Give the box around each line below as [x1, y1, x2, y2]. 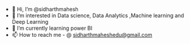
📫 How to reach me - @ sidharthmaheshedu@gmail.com [11, 32, 152, 38]
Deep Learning [11, 18, 49, 25]
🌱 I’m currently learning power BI [11, 24, 93, 32]
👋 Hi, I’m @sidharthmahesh [11, 6, 79, 12]
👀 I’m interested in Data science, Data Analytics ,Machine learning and [11, 12, 185, 19]
